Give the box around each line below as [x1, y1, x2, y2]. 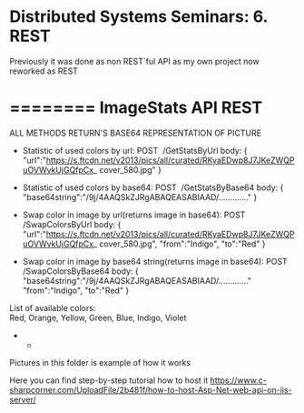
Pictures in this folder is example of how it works [9, 357, 191, 368]
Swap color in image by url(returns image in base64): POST [22, 209, 246, 220]
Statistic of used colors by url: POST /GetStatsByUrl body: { [22, 145, 248, 156]
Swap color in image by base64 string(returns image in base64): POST [22, 256, 288, 267]
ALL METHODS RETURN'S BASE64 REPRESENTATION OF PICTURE [9, 127, 261, 138]
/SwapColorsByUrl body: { [22, 218, 122, 229]
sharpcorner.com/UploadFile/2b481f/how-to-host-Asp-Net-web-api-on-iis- [9, 384, 292, 395]
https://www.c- [210, 375, 268, 386]
